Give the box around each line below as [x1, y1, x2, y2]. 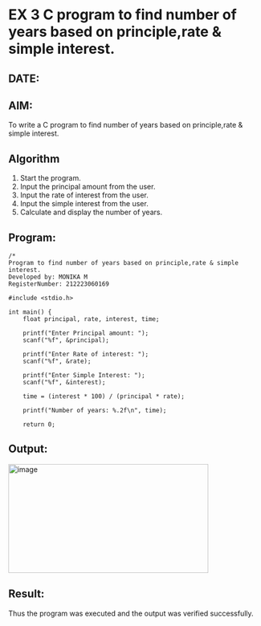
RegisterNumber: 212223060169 [8, 280, 110, 288]
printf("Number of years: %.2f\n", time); [22, 407, 167, 415]
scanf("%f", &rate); [22, 357, 92, 366]
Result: [8, 587, 45, 601]
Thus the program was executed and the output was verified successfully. [8, 608, 255, 618]
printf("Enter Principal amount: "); [22, 329, 149, 338]
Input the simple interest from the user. [19, 199, 149, 209]
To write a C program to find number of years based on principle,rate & [8, 120, 243, 130]
